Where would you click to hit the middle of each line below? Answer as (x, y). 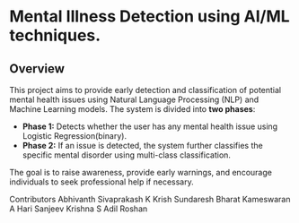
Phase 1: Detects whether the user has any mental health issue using (150, 126)
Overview (37, 69)
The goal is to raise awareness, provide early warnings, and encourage (141, 172)
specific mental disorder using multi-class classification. (127, 155)
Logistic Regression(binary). (75, 136)
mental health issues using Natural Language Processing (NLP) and (134, 99)
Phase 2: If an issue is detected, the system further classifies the (142, 146)
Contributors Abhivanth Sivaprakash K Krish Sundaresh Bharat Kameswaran (150, 199)
